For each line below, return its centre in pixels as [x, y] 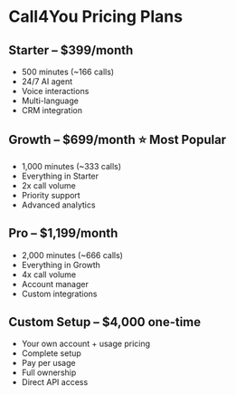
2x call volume [48, 185]
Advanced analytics [58, 205]
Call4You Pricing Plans [95, 17]
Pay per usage [48, 363]
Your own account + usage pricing [86, 344]
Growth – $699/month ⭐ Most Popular [118, 140]
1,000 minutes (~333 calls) [71, 166]
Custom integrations [59, 294]
